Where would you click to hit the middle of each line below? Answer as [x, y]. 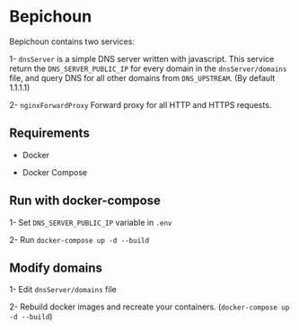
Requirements [49, 134]
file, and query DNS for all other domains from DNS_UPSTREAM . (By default [142, 77]
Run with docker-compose [85, 201]
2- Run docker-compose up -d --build [79, 239]
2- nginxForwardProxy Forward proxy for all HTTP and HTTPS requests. [141, 104]
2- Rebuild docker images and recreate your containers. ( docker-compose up [149, 307]
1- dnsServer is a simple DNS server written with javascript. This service [142, 58]
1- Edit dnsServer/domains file [63, 290]
